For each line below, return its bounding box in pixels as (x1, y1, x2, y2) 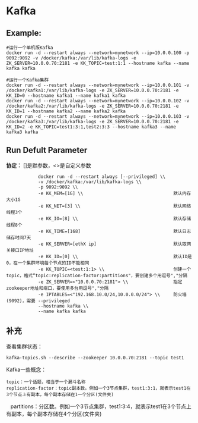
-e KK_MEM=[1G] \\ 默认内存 (37, 190, 191, 196)
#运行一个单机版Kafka (6, 45, 53, 51)
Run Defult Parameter (6, 145, 88, 155)
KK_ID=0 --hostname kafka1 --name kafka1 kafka (6, 93, 126, 99)
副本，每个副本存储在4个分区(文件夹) (11, 410, 102, 417)
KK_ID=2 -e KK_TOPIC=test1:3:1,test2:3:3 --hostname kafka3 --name (6, 124, 177, 130)
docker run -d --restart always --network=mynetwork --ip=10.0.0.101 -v (6, 82, 190, 88)
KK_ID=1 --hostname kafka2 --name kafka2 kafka (6, 108, 126, 114)
